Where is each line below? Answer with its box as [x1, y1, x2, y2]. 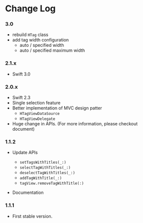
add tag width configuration [12, 37, 69, 43]
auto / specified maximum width [19, 47, 85, 53]
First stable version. [12, 213, 53, 219]
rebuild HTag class [12, 32, 48, 37]
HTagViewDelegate [19, 116, 56, 121]
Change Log [5, 3, 56, 14]
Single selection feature [12, 100, 61, 106]
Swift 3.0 [12, 71, 31, 77]
